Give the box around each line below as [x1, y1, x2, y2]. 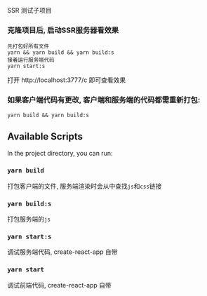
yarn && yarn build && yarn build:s [7, 49, 114, 56]
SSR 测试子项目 [7, 6, 52, 14]
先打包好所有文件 [7, 43, 50, 51]
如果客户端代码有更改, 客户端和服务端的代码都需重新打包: [7, 95, 201, 105]
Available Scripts [7, 130, 83, 142]
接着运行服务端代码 [7, 57, 55, 64]
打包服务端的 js [7, 215, 51, 223]
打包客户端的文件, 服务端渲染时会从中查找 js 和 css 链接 [7, 182, 162, 190]
